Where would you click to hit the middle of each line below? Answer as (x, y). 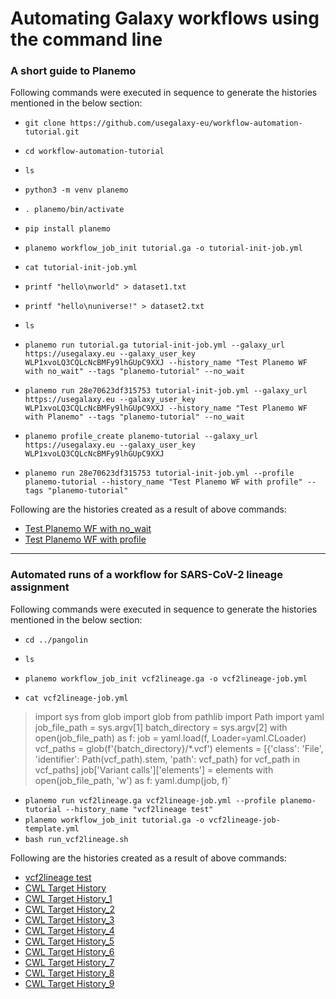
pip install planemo (67, 229)
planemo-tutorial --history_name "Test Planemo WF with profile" (163, 482)
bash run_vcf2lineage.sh (76, 839)
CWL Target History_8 (69, 973)
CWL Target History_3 (69, 919)
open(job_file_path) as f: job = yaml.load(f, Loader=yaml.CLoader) (170, 738)
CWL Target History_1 (68, 898)
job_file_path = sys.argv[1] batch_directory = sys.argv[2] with (161, 727)
